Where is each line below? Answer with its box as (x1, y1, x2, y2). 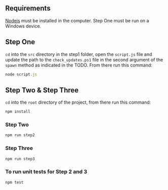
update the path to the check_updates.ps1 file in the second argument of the (5, 56, 163, 62)
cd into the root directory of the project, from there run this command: (5, 99, 151, 106)
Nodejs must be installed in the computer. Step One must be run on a (5, 17, 149, 23)
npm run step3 (5, 156, 35, 162)
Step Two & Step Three (5, 86, 79, 94)
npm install (5, 109, 30, 114)
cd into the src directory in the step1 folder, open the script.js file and (5, 51, 152, 57)
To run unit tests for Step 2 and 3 (5, 168, 88, 175)
